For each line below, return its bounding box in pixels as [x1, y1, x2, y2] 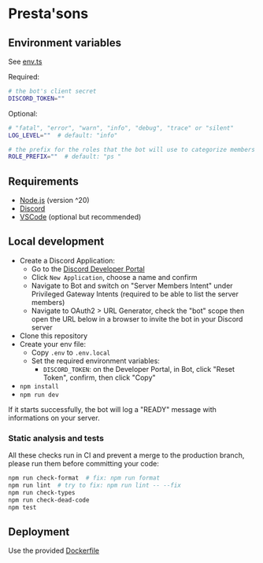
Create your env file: [19, 339, 87, 348]
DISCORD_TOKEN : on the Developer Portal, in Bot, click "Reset [43, 364, 235, 373]
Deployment [8, 524, 70, 539]
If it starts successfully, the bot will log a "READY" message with [8, 404, 217, 414]
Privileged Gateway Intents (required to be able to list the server [31, 289, 239, 299]
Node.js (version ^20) [19, 196, 90, 205]
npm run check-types [8, 488, 76, 496]
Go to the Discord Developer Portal [31, 264, 146, 274]
